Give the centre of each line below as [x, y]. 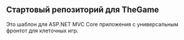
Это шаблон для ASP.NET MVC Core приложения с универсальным [92, 24]
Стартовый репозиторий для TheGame [83, 10]
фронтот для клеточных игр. [43, 30]
